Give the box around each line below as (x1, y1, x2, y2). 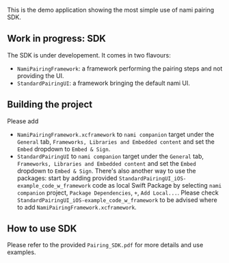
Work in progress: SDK (7, 33, 106, 45)
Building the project (7, 99, 93, 110)
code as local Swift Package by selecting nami (92, 181, 222, 189)
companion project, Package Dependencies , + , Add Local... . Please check (16, 188, 219, 197)
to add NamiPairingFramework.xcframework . (16, 203, 137, 211)
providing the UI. (16, 71, 64, 79)
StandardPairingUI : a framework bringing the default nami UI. (16, 79, 190, 87)
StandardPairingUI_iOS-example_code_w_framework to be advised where (16, 195, 217, 204)
